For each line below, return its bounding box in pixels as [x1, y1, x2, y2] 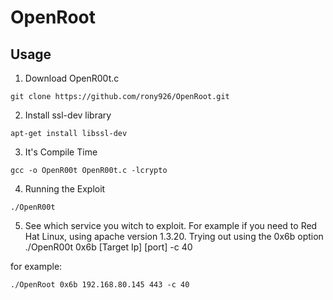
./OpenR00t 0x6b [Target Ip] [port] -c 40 [24, 241, 193, 253]
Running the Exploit [24, 183, 106, 195]
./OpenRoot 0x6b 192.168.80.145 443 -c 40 [10, 280, 190, 290]
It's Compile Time [24, 146, 98, 158]
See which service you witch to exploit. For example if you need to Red [24, 220, 318, 231]
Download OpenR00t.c [24, 72, 120, 84]
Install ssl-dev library [24, 109, 112, 121]
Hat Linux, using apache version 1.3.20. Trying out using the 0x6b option [24, 231, 324, 242]
